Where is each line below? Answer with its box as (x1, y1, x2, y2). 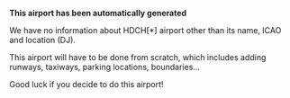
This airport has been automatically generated (9, 8, 187, 18)
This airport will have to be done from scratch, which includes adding (9, 52, 267, 62)
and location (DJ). (9, 35, 77, 45)
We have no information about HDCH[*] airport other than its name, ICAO (9, 25, 282, 35)
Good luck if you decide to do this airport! (9, 79, 164, 89)
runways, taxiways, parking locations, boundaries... (9, 62, 201, 72)
